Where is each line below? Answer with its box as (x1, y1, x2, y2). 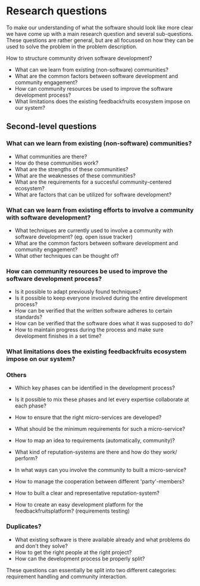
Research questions (6, 4, 107, 18)
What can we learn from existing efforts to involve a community (6, 206, 194, 214)
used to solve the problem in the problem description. (6, 43, 138, 50)
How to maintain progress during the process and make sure (14, 326, 164, 334)
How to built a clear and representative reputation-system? (14, 489, 160, 496)
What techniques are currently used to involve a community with (14, 227, 173, 234)
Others (6, 371, 27, 380)
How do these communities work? (14, 159, 99, 166)
